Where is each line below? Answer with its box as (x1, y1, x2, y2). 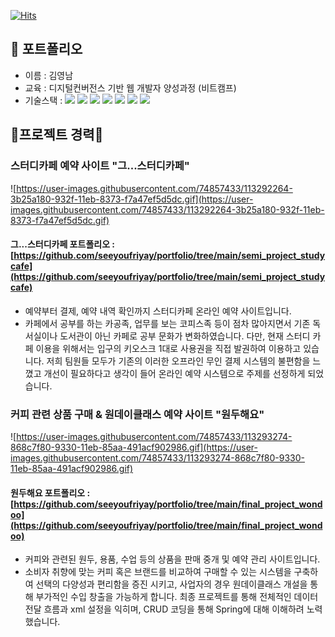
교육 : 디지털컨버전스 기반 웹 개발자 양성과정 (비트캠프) (24, 81, 237, 94)
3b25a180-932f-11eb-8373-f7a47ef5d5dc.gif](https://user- (10, 193, 254, 205)
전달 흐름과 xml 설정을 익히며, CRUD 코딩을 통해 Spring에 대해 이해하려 (24, 603, 305, 615)
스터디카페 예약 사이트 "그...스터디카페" (10, 159, 190, 173)
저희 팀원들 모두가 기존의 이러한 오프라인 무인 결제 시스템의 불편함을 (46, 355, 311, 367)
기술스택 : (24, 94, 63, 106)
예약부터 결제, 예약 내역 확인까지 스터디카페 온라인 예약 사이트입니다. (24, 305, 292, 317)
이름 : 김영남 (24, 69, 74, 81)
